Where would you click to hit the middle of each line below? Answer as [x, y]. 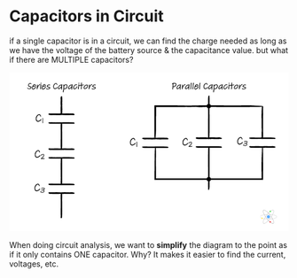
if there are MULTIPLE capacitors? [71, 59]
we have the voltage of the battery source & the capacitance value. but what [149, 50]
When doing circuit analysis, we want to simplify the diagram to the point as [148, 245]
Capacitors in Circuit [86, 16]
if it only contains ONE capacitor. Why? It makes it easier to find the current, [148, 255]
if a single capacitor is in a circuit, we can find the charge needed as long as [148, 41]
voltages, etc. [34, 264]
